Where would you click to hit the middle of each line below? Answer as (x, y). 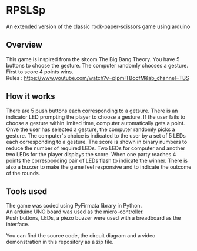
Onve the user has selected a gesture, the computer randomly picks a (91, 129)
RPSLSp (26, 10)
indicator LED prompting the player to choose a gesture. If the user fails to (96, 117)
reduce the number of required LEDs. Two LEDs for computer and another (96, 148)
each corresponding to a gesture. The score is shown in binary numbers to (97, 142)
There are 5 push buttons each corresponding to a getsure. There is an (92, 111)
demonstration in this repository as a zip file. (60, 242)
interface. (18, 225)
